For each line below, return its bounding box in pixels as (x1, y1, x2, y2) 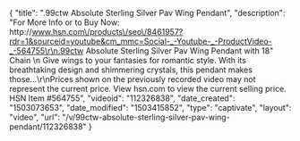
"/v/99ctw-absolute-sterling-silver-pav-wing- (62, 112, 230, 122)
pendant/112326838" (9, 121, 87, 132)
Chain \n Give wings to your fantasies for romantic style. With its (9, 55, 246, 65)
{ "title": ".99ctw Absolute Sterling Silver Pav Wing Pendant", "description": (9, 8, 286, 18)
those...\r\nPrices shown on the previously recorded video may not (9, 74, 257, 84)
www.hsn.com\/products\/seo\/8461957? (31, 27, 184, 37)
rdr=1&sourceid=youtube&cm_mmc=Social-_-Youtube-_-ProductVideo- (9, 36, 272, 46)
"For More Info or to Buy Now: (9, 17, 120, 28)
